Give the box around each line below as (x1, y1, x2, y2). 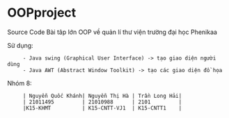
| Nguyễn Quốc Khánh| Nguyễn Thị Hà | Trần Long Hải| (22, 92, 182, 99)
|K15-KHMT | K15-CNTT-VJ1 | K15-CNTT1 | (22, 104, 182, 112)
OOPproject (7, 5, 77, 21)
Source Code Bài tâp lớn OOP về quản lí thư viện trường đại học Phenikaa (7, 28, 218, 36)
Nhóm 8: (7, 78, 33, 87)
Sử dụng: (7, 41, 33, 49)
